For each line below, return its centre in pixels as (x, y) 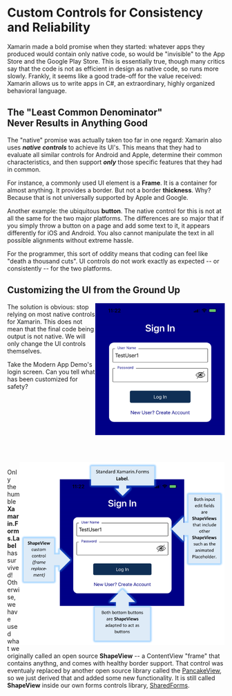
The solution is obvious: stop (48, 306)
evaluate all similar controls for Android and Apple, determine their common (115, 154)
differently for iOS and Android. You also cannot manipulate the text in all (110, 232)
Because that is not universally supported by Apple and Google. (98, 197)
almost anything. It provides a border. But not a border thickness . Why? (109, 190)
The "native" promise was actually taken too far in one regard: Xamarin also (115, 140)
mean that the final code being (51, 329)
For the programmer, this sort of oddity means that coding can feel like (108, 253)
